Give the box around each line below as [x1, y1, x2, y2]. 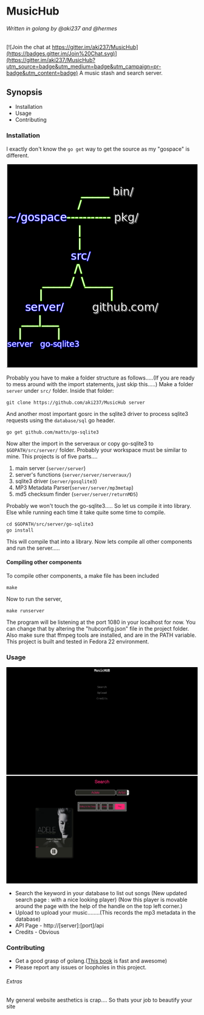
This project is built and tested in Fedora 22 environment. [6, 637, 149, 645]
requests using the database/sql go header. [6, 417, 115, 424]
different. [6, 151, 29, 159]
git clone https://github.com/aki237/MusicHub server [6, 400, 146, 406]
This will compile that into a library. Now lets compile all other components [6, 538, 192, 546]
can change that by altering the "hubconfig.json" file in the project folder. [6, 625, 189, 632]
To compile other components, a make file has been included [6, 572, 159, 579]
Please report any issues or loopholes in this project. [15, 964, 147, 971]
